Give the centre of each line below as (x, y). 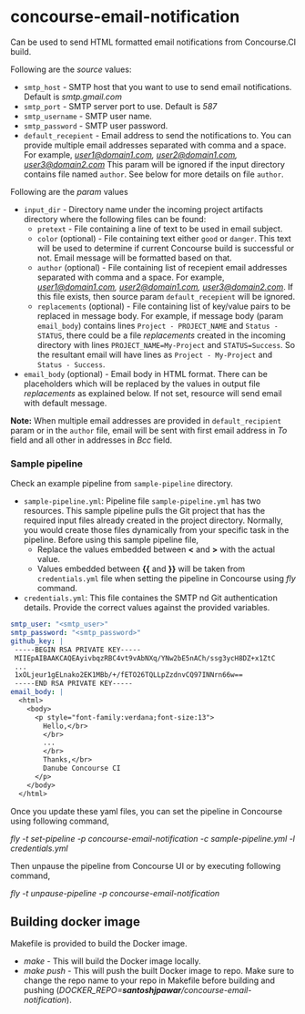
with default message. (65, 403)
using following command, (60, 821)
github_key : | (37, 641)
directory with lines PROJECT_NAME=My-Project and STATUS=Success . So (166, 344)
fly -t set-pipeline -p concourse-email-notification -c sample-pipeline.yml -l (152, 838)
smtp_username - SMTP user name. (88, 116)
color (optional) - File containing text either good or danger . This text (164, 238)
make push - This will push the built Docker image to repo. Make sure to (159, 971)
